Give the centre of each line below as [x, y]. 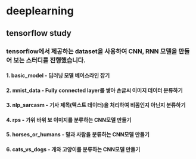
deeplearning [40, 11]
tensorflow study [39, 33]
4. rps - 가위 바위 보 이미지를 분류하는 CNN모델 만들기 [69, 120]
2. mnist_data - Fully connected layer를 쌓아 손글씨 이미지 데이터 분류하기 [94, 90]
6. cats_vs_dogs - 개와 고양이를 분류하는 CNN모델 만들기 [73, 149]
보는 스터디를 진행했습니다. [49, 60]
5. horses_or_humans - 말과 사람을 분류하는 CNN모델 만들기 [78, 134]
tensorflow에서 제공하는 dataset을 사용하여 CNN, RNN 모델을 [92, 51]
